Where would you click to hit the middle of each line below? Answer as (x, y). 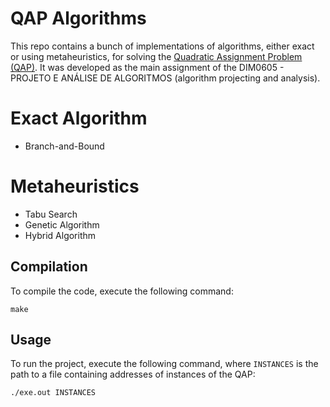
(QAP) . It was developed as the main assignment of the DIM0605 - (147, 67)
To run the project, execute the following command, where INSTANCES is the (164, 364)
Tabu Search (51, 214)
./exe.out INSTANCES (53, 393)
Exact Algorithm (79, 118)
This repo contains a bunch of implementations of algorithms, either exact (162, 46)
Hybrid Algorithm (60, 235)
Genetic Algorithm (62, 224)
